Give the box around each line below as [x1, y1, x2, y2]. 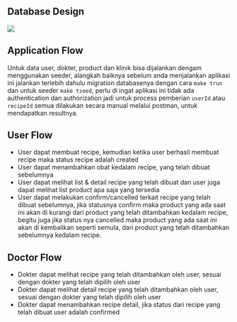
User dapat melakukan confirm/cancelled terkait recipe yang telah [17, 193, 211, 201]
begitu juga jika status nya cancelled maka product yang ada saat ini [17, 216, 217, 224]
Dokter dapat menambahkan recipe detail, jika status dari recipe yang [17, 301, 221, 309]
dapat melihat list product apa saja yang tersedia [17, 186, 160, 194]
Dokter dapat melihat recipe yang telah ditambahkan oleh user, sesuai [17, 270, 221, 279]
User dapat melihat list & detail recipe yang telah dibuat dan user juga [17, 178, 221, 187]
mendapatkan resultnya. [7, 109, 78, 117]
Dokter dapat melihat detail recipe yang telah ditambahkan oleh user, [17, 285, 219, 294]
